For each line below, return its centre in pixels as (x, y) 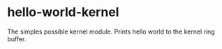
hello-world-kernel (63, 12)
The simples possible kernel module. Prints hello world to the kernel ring (111, 31)
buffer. (17, 38)
